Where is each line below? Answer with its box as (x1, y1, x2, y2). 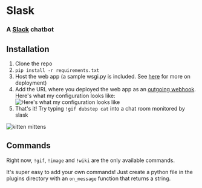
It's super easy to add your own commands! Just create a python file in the (6, 168, 194, 175)
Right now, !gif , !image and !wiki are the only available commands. (6, 157, 175, 164)
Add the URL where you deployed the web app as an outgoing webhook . (15, 85, 197, 92)
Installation (6, 44, 50, 54)
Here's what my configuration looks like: (15, 92, 116, 99)
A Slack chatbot (6, 25, 54, 34)
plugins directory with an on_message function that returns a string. (6, 175, 171, 182)
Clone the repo (15, 60, 53, 67)
